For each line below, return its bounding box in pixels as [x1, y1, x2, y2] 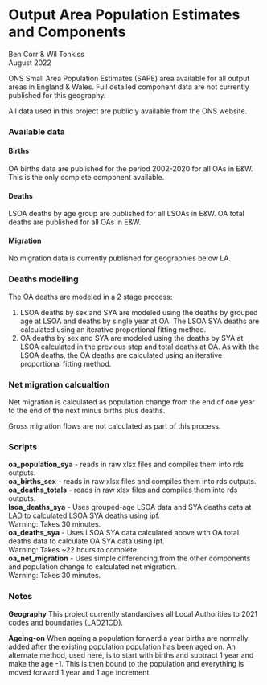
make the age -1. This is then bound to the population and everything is [8, 658, 244, 668]
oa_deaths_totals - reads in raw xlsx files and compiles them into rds [8, 485, 238, 495]
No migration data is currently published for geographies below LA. [8, 253, 232, 263]
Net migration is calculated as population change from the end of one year [8, 397, 255, 407]
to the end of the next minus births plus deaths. [8, 406, 166, 416]
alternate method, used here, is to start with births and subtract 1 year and [8, 650, 254, 660]
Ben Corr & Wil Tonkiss [8, 49, 84, 59]
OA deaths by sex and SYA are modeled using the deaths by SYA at [19, 333, 244, 342]
